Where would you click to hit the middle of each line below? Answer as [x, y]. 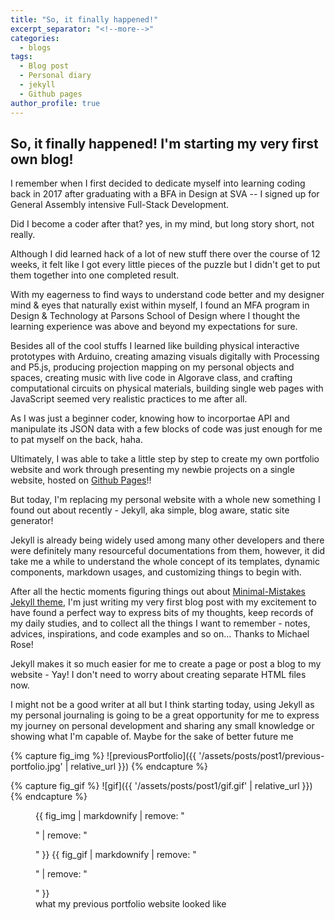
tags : [21, 57]
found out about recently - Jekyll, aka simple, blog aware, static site [150, 510]
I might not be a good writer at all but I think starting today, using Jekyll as [162, 705]
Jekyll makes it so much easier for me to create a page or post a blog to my [166, 664]
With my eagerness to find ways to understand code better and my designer [167, 295]
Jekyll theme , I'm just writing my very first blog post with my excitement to [163, 602]
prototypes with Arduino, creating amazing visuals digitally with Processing [165, 357]
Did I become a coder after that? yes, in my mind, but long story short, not [162, 224]
